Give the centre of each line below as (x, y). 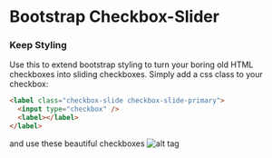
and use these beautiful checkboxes (77, 143)
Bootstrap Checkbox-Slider (115, 17)
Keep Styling (39, 45)
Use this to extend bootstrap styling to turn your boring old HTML (131, 64)
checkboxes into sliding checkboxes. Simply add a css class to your (136, 74)
